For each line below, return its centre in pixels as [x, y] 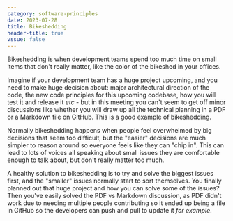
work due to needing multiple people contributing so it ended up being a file [116, 203]
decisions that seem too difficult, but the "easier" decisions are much [106, 138]
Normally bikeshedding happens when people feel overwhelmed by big [110, 131]
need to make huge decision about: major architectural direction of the [108, 88]
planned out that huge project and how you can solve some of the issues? [113, 188]
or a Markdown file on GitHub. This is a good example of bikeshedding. [109, 117]
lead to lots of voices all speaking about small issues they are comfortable [113, 153]
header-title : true [36, 33]
